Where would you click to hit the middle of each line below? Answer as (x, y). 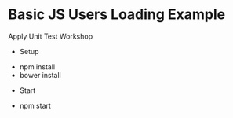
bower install (40, 75)
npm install (37, 66)
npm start (35, 105)
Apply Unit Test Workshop (50, 36)
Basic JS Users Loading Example (117, 15)
